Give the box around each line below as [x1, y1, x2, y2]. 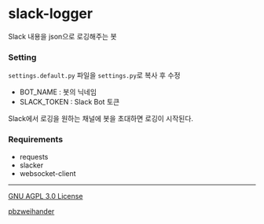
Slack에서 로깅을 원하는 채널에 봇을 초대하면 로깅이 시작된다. [8, 114, 194, 123]
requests [19, 152, 49, 161]
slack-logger [8, 5, 93, 23]
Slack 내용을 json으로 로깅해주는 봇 [8, 31, 117, 41]
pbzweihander [8, 206, 55, 216]
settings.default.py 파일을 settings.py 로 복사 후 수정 [8, 71, 181, 80]
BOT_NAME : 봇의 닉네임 [19, 87, 97, 97]
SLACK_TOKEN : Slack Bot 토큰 [19, 97, 120, 107]
